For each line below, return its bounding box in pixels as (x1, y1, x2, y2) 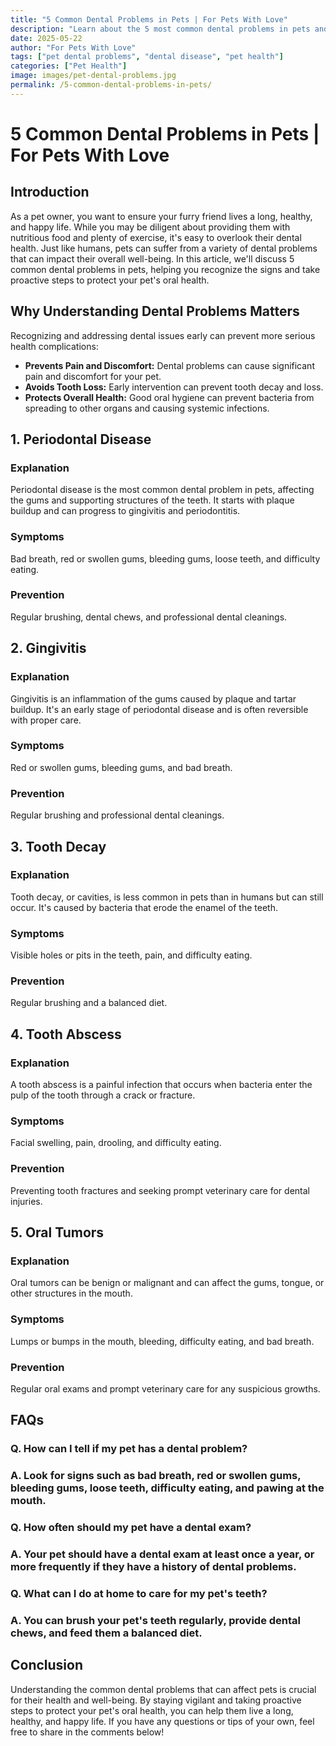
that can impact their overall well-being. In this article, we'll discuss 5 (10, 252, 295, 265)
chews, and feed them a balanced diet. (10, 1626, 203, 1640)
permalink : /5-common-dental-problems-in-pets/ (10, 80, 213, 90)
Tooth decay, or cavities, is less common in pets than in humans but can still (10, 891, 324, 903)
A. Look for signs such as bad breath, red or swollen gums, (10, 1469, 302, 1483)
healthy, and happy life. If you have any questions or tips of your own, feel (10, 1715, 315, 1727)
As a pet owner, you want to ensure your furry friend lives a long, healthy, (10, 210, 313, 222)
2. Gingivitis (10, 640, 87, 657)
